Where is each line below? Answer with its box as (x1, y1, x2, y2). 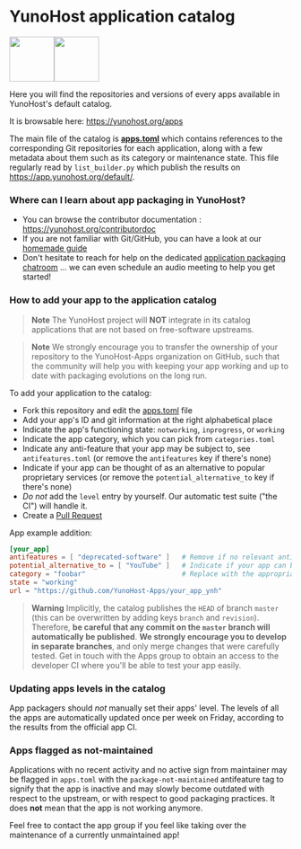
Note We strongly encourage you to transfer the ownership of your (30, 341, 279, 352)
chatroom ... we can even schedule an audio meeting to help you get (21, 262, 276, 273)
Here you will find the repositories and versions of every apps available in (9, 88, 280, 100)
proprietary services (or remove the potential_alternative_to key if (21, 472, 275, 482)
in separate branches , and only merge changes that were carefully (30, 641, 279, 651)
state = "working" (9, 578, 78, 588)
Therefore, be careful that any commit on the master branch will (30, 622, 271, 632)
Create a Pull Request (21, 509, 103, 520)
